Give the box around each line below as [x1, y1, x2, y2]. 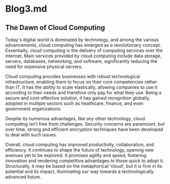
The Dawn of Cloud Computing [5, 23, 105, 32]
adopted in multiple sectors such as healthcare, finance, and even [5, 100, 144, 106]
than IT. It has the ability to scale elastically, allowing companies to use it [5, 84, 158, 90]
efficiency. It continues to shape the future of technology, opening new [5, 147, 154, 153]
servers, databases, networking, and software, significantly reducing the [5, 58, 158, 64]
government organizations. [5, 106, 62, 112]
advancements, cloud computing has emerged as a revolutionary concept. [5, 42, 161, 48]
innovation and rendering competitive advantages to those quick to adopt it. [5, 158, 164, 164]
